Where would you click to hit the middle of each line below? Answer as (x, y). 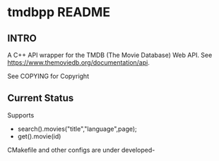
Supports (21, 115)
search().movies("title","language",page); (77, 129)
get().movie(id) (39, 136)
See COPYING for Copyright (48, 76)
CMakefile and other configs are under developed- (81, 150)
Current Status (41, 98)
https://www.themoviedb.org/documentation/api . (78, 63)
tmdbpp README (59, 12)
